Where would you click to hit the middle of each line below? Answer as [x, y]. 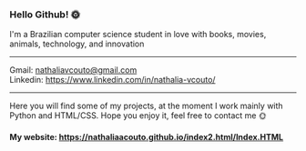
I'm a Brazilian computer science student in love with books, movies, [138, 35]
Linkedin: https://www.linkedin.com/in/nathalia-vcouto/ [112, 80]
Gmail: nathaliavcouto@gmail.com [73, 70]
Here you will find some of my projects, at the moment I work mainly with [147, 106]
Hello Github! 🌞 [45, 15]
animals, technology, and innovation [77, 44]
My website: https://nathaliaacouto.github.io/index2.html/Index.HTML [147, 136]
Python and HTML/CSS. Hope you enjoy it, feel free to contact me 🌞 [138, 116]
